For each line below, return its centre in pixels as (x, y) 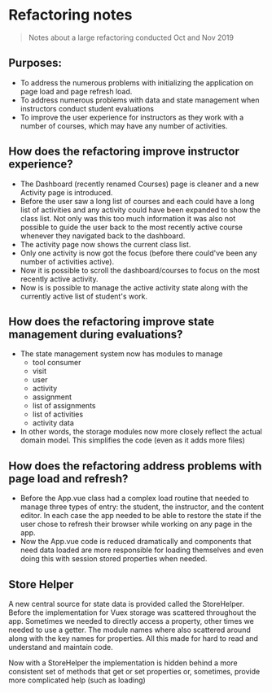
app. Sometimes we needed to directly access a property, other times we (131, 621)
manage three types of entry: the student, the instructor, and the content (142, 507)
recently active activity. (59, 279)
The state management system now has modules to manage (121, 354)
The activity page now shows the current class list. (105, 244)
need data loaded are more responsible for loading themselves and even (142, 550)
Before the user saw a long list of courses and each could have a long (137, 201)
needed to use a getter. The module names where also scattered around (129, 630)
